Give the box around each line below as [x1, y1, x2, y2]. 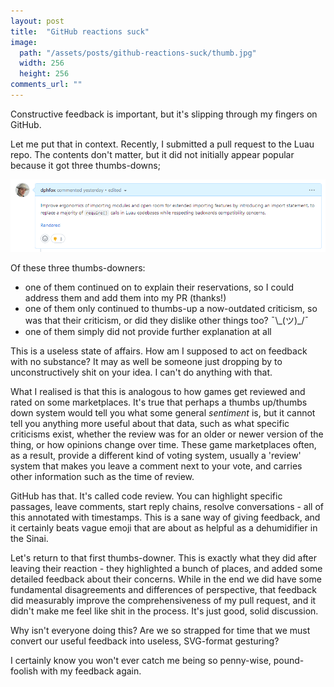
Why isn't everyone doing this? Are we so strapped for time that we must [10, 624, 311, 636]
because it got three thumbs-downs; [10, 159, 161, 171]
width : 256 [19, 58, 65, 69]
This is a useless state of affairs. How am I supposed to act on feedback [10, 345, 308, 357]
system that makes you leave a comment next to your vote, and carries [10, 460, 303, 472]
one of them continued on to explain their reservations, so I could [24, 281, 295, 293]
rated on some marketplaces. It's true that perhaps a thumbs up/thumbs [10, 396, 308, 408]
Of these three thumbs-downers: [10, 261, 146, 274]
